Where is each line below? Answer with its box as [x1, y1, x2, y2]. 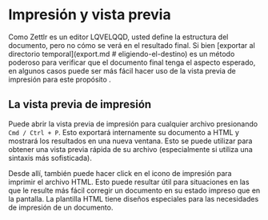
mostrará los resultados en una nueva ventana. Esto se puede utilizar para [8, 136, 253, 146]
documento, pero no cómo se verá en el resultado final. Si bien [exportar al [8, 40, 256, 50]
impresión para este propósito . [8, 74, 112, 84]
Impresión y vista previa [8, 6, 171, 24]
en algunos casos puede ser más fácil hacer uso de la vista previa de [8, 66, 236, 75]
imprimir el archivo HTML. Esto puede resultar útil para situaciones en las [8, 177, 250, 186]
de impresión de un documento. [8, 202, 114, 212]
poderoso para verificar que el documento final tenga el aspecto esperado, [8, 58, 256, 67]
